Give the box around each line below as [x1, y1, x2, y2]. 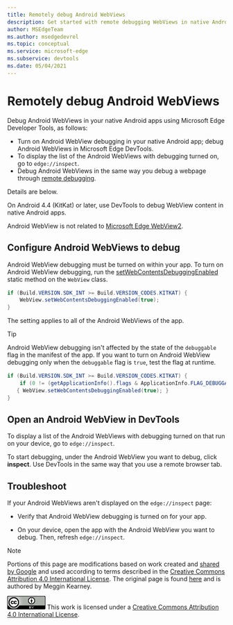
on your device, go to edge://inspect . [7, 440, 115, 448]
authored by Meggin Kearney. [7, 582, 92, 590]
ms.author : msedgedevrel [7, 33, 79, 40]
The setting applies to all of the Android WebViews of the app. [7, 317, 184, 325]
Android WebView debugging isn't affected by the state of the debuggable [7, 344, 217, 352]
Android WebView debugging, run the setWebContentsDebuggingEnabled [7, 267, 218, 276]
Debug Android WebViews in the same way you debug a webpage [17, 167, 207, 175]
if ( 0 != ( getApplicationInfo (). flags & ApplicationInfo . [19, 380, 191, 387]
